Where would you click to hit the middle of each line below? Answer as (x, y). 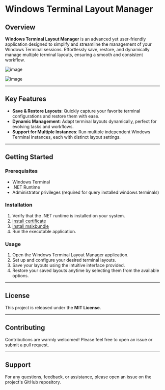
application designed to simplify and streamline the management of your (79, 44)
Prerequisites (21, 171)
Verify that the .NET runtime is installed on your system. (69, 215)
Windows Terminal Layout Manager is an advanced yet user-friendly (76, 39)
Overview (20, 27)
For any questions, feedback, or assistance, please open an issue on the (78, 377)
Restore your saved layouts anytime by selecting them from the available (86, 270)
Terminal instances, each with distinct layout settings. (67, 137)
